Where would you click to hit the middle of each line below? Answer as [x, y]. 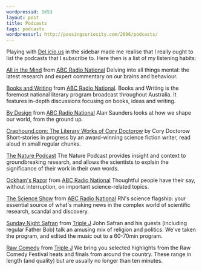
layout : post [23, 18]
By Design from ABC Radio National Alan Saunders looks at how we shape [99, 113]
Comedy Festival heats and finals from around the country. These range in [99, 254]
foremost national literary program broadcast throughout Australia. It [91, 95]
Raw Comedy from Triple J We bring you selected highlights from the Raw [99, 248]
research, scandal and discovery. [48, 211]
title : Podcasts [27, 23]
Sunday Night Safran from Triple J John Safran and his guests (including [97, 223]
